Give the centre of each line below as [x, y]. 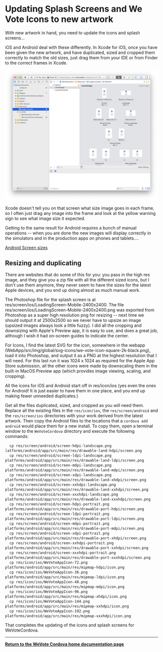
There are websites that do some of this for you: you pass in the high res [78, 274]
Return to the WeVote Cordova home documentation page [65, 644]
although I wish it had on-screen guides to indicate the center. [67, 335]
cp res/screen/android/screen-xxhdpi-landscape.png [63, 485]
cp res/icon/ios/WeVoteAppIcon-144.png [50, 601]
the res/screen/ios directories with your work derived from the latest [74, 415]
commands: [17, 436]
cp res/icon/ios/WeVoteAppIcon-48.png [49, 582]
